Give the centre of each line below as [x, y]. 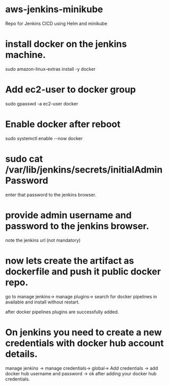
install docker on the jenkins [66, 44]
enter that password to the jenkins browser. [51, 195]
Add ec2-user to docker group [71, 90]
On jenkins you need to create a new [83, 332]
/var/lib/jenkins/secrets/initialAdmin [84, 170]
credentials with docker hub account [84, 343]
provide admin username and [68, 215]
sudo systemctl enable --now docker [44, 138]
